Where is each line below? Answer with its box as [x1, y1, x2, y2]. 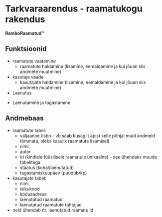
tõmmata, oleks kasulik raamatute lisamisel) [19, 138, 110, 144]
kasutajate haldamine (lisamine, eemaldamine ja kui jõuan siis [19, 79, 146, 85]
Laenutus [12, 89, 32, 95]
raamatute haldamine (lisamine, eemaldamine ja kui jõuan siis [19, 63, 146, 69]
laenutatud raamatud [19, 196, 63, 202]
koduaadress [19, 191, 47, 197]
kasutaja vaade [12, 73, 44, 80]
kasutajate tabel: [12, 175, 46, 181]
